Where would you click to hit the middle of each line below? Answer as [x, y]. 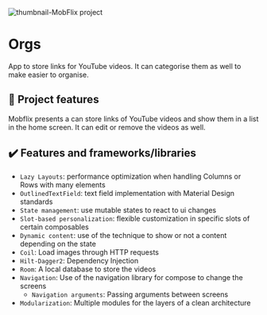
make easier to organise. [48, 75]
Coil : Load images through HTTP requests [89, 252]
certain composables [54, 227]
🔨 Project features [54, 100]
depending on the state [58, 244]
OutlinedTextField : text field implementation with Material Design [127, 193]
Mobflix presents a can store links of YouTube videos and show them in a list [133, 118]
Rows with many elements [62, 184]
